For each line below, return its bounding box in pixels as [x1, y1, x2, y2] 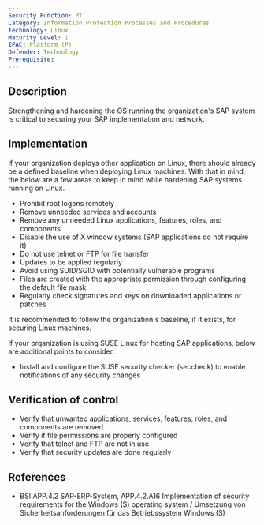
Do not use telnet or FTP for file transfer [19, 249, 150, 258]
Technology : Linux [8, 26, 69, 34]
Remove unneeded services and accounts [19, 207, 157, 216]
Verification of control [8, 392, 119, 407]
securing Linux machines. [8, 323, 92, 332]
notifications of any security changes [19, 370, 141, 380]
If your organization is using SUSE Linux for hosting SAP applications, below [8, 338, 256, 347]
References [8, 471, 66, 484]
